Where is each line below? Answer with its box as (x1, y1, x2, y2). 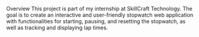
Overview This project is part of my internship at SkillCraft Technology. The (6, 5, 192, 12)
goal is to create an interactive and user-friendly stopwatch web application (6, 11, 194, 18)
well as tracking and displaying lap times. (6, 24, 108, 31)
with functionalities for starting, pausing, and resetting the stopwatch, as (6, 18, 186, 24)
